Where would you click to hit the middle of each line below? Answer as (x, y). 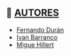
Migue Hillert (35, 44)
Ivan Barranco (37, 37)
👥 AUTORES (33, 13)
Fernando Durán (40, 29)
